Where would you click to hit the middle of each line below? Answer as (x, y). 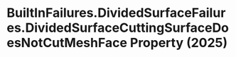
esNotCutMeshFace (67, 43)
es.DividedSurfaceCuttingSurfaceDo (118, 28)
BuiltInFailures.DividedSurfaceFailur (116, 13)
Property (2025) (179, 43)
